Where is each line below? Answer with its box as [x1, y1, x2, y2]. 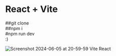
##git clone [5, 20, 29, 26]
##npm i [5, 25, 23, 31]
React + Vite [5, 3, 58, 15]
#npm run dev [5, 30, 34, 36]
